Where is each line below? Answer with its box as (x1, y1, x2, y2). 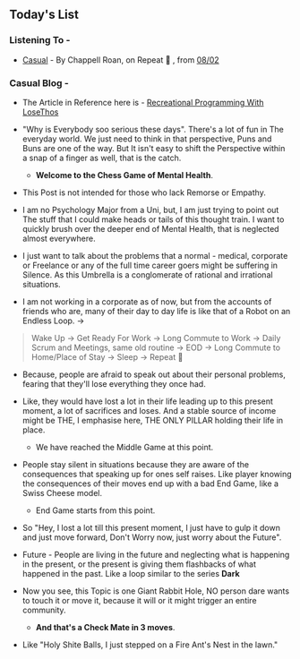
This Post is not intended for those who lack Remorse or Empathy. (21, 187, 266, 198)
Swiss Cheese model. (21, 487, 103, 498)
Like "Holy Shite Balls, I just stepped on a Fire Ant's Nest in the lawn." (21, 639, 279, 650)
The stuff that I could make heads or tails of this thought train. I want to (21, 214, 285, 225)
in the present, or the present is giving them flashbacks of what (21, 559, 257, 569)
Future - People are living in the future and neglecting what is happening (21, 549, 290, 560)
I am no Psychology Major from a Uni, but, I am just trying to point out (21, 204, 279, 215)
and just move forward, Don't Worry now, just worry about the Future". (21, 532, 282, 543)
